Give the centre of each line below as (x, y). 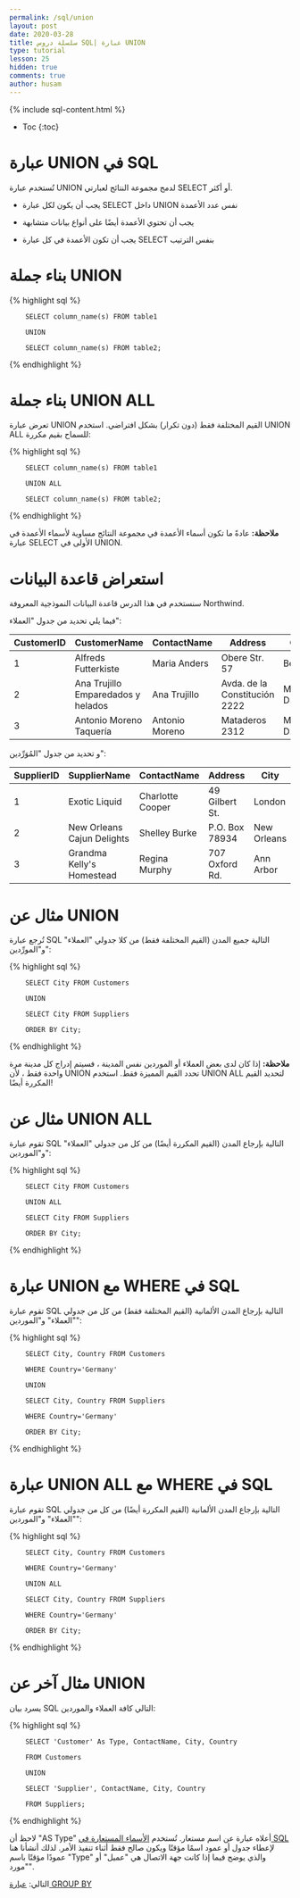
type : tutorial (37, 51)
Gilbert (222, 802)
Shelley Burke (168, 833)
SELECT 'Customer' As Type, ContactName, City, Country (132, 1742)
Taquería (93, 731)
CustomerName (109, 643)
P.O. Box (226, 828)
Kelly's (82, 864)
